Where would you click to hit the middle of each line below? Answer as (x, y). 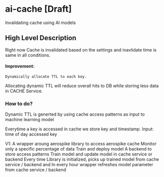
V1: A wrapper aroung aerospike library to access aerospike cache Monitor (81, 144)
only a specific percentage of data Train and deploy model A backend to (78, 149)
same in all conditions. (28, 55)
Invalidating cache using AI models (41, 23)
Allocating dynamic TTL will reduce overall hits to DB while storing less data (82, 86)
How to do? (19, 103)
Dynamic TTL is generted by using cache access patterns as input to (75, 114)
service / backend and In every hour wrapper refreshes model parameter (79, 165)
